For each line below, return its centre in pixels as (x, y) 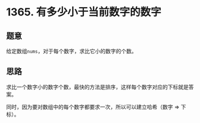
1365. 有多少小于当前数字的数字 (84, 12)
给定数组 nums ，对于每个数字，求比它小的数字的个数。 (71, 51)
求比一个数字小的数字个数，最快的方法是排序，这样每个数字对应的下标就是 (97, 87)
